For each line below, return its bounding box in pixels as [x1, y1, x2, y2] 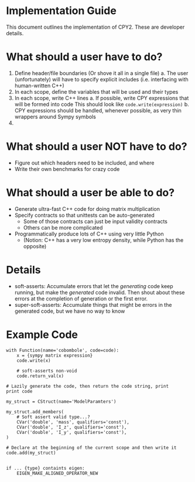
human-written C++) [14, 82, 64, 89]
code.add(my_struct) [6, 450, 57, 456]
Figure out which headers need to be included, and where [14, 159, 155, 166]
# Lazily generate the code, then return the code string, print [6, 383, 169, 389]
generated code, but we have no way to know [14, 307, 125, 315]
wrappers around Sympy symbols [14, 113, 97, 120]
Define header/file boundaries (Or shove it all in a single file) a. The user [14, 69, 189, 77]
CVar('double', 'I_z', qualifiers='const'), [16, 424, 127, 430]
